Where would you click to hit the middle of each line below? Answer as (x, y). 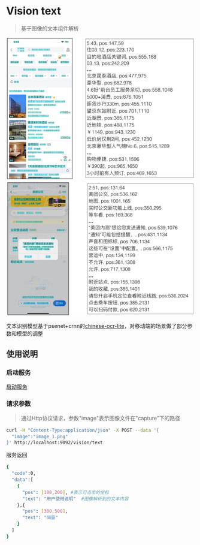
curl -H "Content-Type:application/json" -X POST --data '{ (83, 430)
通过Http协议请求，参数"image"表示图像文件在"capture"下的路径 (101, 418)
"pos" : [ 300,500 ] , (45, 511)
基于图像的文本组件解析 (50, 28)
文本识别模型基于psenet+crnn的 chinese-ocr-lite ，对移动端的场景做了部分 (97, 326)
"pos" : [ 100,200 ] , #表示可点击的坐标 (66, 492)
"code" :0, (24, 474)
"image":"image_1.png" (40, 436)
